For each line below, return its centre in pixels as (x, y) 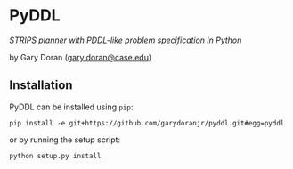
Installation (41, 85)
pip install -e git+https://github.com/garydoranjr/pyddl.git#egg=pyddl (147, 123)
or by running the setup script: (65, 140)
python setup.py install (55, 156)
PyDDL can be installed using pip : (71, 107)
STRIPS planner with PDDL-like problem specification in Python (126, 40)
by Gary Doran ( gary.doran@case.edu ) (81, 57)
